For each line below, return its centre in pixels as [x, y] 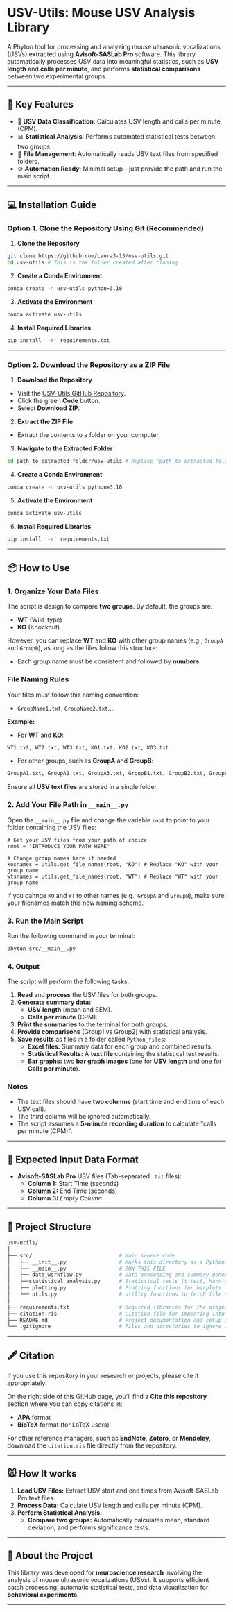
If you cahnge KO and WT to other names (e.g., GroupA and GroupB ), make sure [116, 895]
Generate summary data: [54, 1002]
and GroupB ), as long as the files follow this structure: [83, 648]
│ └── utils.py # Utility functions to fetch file [114, 1295]
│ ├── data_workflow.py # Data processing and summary [108, 1275]
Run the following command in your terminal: [71, 935]
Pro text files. [36, 1498]
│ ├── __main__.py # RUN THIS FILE [87, 1269]
